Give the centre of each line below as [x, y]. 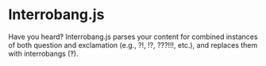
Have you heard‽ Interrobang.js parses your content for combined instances [133, 37]
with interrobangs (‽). [43, 53]
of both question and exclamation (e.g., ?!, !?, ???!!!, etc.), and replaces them [133, 45]
